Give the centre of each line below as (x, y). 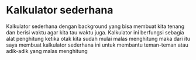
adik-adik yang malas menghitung (47, 51)
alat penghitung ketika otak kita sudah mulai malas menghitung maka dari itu (98, 38)
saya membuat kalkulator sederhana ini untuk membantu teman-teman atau (97, 45)
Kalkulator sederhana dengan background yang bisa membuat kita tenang (95, 26)
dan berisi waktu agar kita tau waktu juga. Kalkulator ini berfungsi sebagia (95, 32)
